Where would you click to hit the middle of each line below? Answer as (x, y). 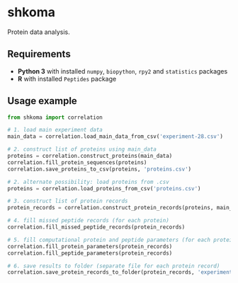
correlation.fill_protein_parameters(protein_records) (90, 246)
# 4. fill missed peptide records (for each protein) (89, 221)
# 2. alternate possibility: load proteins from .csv (89, 182)
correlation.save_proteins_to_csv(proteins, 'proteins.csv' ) (100, 169)
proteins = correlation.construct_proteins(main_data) (90, 156)
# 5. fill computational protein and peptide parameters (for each (109, 240)
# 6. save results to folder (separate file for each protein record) (114, 266)
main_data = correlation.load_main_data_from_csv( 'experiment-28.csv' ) (115, 137)
